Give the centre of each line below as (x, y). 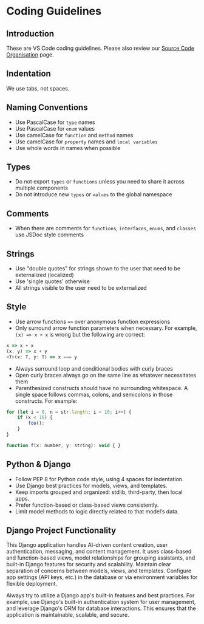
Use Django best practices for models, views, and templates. (91, 485)
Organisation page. (30, 55)
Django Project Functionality (61, 530)
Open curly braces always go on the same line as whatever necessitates (105, 375)
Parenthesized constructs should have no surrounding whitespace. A (101, 388)
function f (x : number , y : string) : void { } (63, 445)
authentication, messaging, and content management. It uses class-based (99, 552)
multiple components (42, 188)
